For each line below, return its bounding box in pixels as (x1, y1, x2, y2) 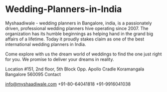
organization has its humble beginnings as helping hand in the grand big (5, 30, 154, 36)
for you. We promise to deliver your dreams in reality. (5, 56, 114, 62)
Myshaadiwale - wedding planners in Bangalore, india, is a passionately (5, 20, 152, 26)
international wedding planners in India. (5, 41, 86, 47)
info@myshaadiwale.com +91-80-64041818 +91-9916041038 (5, 81, 131, 87)
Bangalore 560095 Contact (5, 71, 61, 77)
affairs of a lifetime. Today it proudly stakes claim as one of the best (5, 36, 145, 42)
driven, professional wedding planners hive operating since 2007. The (5, 25, 149, 31)
